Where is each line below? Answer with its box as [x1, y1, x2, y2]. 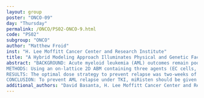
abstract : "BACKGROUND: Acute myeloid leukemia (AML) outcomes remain [6, 60, 189, 66]
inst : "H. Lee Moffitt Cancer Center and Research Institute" [6, 49, 167, 55]
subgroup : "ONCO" [6, 37, 50, 43]
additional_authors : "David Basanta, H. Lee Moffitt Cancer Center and [6, 83, 191, 89]
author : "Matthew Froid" [6, 43, 69, 49]
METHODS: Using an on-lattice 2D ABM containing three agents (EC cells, [6, 65, 197, 72]
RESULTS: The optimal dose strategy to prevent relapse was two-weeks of [6, 71, 197, 77]
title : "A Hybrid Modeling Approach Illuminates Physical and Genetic [6, 54, 189, 60]
